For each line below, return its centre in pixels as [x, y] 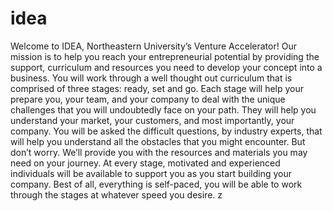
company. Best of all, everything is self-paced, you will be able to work [156, 184]
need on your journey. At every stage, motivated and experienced [145, 163]
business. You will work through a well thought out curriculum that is [151, 78]
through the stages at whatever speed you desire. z [116, 194]
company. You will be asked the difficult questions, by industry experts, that [166, 131]
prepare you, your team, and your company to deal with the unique [148, 99]
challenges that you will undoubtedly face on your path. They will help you [163, 109]
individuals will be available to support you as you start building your [151, 173]
